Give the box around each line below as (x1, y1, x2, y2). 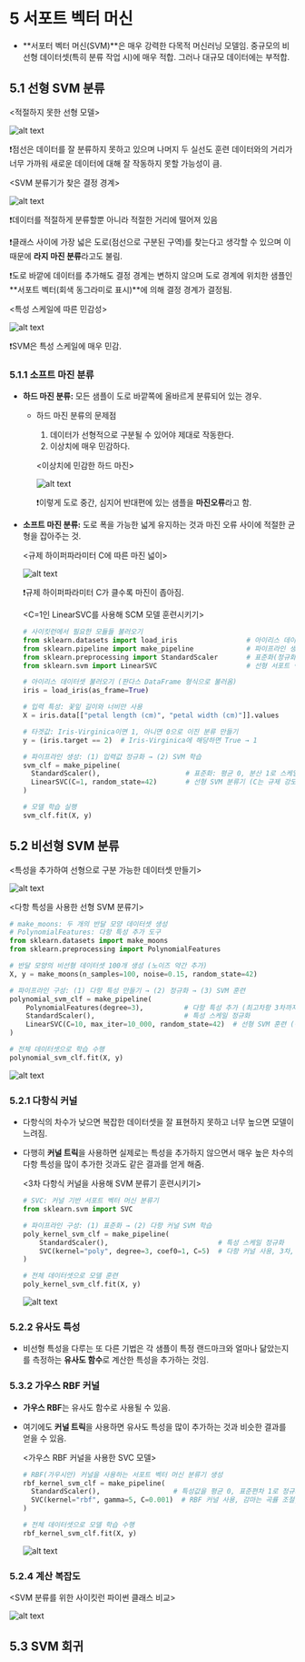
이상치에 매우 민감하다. (49, 441, 131, 451)
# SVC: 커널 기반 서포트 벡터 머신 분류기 (22, 1196, 159, 1206)
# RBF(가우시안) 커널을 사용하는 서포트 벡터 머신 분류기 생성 (22, 1470, 223, 1479)
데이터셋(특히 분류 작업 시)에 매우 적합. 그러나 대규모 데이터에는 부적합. (39, 51, 290, 62)
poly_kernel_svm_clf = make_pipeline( (22, 1230, 170, 1239)
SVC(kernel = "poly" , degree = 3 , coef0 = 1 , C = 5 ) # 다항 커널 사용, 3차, (39, 1246, 295, 1256)
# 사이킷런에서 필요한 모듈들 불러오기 (22, 627, 143, 637)
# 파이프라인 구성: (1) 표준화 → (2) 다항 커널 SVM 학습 (22, 1221, 212, 1230)
